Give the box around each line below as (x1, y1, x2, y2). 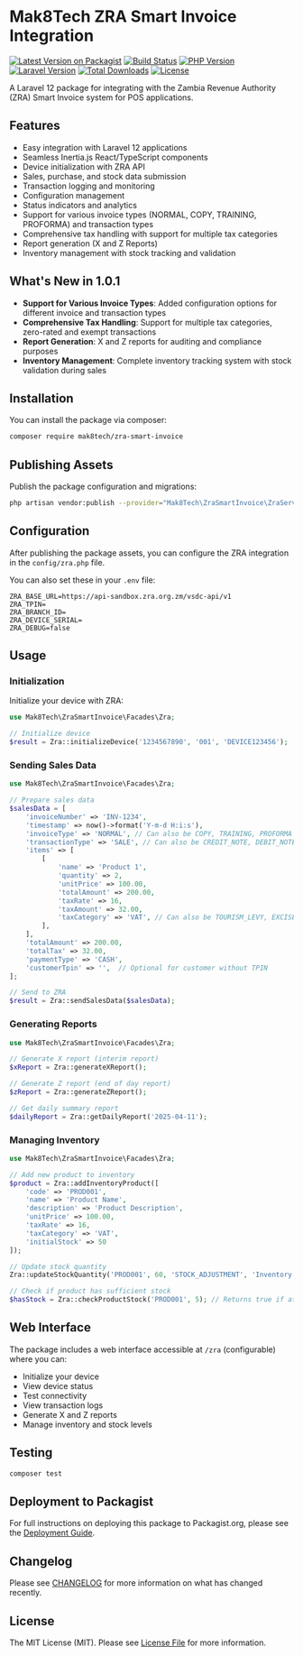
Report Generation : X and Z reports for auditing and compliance (22, 336, 262, 346)
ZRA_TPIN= (9, 600, 47, 609)
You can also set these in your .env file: (9, 575, 156, 585)
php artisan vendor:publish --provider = (9, 499, 164, 508)
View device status (22, 1380, 94, 1391)
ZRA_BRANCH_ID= (9, 607, 67, 617)
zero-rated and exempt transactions (22, 327, 157, 337)
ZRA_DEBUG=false (9, 623, 70, 632)
